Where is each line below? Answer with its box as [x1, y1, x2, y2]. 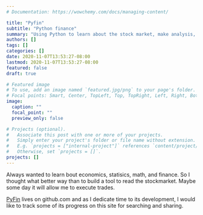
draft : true [6, 70, 36, 76]
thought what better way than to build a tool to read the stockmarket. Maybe [6, 177, 196, 185]
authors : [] [6, 37, 36, 43]
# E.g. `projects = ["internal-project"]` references [6, 143, 150, 149]
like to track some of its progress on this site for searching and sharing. [6, 202, 184, 209]
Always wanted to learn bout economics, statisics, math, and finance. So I [6, 171, 190, 178]
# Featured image [6, 81, 50, 88]
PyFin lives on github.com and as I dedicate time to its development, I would [6, 195, 195, 203]
